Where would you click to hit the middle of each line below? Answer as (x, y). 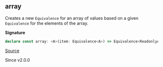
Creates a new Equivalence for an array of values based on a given (72, 18)
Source (12, 51)
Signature (15, 32)
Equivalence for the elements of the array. (47, 23)
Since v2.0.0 (17, 60)
